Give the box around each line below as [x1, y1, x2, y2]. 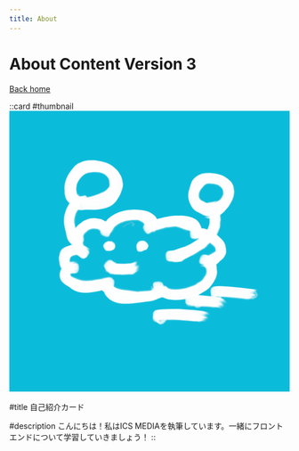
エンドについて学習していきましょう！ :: [9, 431, 157, 442]
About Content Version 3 [9, 53, 198, 74]
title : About [9, 14, 58, 23]
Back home [9, 83, 51, 94]
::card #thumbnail [9, 101, 74, 111]
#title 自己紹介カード [9, 401, 85, 412]
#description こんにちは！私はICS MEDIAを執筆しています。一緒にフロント [9, 420, 284, 431]
